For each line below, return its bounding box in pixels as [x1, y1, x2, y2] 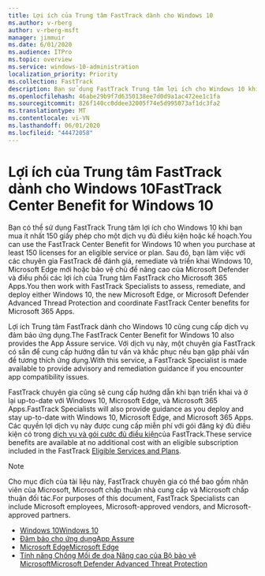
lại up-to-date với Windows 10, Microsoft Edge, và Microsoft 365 [8, 395, 218, 405]
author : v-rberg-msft [8, 26, 80, 34]
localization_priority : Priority [8, 70, 118, 78]
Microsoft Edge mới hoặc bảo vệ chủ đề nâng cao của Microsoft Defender [8, 264, 249, 274]
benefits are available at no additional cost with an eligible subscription [8, 437, 239, 447]
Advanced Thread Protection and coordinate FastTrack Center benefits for [8, 297, 250, 308]
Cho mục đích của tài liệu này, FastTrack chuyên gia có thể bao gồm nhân [8, 477, 248, 486]
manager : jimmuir [8, 33, 65, 42]
